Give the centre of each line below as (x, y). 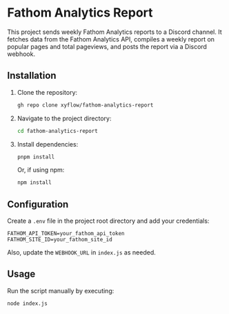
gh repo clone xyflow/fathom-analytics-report (85, 105)
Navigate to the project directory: (64, 118)
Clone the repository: (47, 92)
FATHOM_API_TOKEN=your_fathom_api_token (66, 234)
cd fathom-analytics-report (57, 131)
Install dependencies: (48, 144)
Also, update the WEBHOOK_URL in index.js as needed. (82, 252)
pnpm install (36, 157)
